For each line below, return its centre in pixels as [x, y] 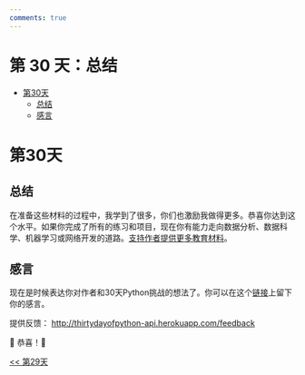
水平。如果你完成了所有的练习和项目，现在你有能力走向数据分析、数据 [148, 226]
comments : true [38, 18]
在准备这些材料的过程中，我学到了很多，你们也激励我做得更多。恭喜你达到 [148, 215]
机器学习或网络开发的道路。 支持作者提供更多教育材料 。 [128, 238]
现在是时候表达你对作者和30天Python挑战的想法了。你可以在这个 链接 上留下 [151, 292]
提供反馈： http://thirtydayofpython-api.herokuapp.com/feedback [133, 323]
